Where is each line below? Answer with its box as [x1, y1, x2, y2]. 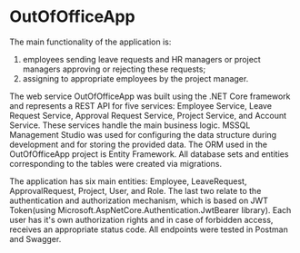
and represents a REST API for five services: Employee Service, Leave [9, 100, 273, 111]
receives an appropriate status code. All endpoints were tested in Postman [9, 224, 288, 235]
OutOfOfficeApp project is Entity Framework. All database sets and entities [9, 148, 289, 160]
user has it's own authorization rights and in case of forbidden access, [9, 214, 274, 225]
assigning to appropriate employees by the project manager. [22, 73, 249, 83]
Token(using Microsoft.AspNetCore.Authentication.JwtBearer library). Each [9, 204, 292, 215]
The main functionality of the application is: [9, 36, 172, 47]
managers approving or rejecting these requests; [22, 63, 206, 74]
